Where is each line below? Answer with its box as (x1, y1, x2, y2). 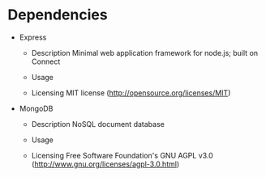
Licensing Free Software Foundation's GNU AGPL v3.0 (31, 150, 214, 160)
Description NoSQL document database (31, 119, 165, 129)
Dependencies (7, 6, 108, 24)
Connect (31, 57, 61, 66)
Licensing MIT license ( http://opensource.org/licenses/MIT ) (31, 87, 231, 98)
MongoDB (19, 103, 54, 113)
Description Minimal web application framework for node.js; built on (31, 48, 259, 57)
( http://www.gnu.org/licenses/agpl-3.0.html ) (31, 159, 180, 169)
